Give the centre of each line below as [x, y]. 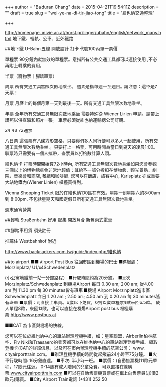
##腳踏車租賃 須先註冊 [28, 230]
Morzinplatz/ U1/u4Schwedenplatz [40, 267]
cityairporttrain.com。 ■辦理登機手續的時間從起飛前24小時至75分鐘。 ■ [79, 354]
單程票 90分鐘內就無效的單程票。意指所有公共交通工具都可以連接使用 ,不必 [81, 59]
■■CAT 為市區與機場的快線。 [36, 325]
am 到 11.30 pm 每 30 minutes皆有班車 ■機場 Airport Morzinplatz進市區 [78, 290]
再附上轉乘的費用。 [25, 65]
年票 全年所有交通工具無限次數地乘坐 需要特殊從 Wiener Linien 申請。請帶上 [82, 114]
